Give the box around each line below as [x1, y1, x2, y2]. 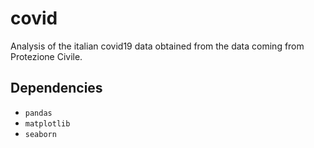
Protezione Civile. [10, 50, 83, 62]
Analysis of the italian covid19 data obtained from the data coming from [10, 40, 305, 52]
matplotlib [24, 118, 71, 129]
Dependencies [10, 80, 103, 97]
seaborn [24, 129, 57, 139]
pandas [24, 108, 53, 118]
